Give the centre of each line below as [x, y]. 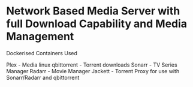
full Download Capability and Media [97, 24]
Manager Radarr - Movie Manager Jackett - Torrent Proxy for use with [93, 71]
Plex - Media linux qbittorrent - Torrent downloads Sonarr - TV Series [92, 65]
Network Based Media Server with [93, 11]
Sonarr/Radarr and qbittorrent [43, 77]
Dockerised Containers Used [42, 53]
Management [40, 37]
